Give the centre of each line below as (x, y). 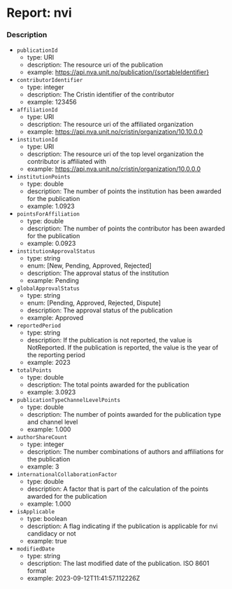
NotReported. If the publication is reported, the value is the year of (123, 347)
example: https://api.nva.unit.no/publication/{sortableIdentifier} (118, 72)
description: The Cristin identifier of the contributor (101, 95)
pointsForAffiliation (48, 214)
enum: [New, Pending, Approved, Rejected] (89, 266)
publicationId (37, 50)
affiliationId (37, 110)
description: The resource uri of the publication (95, 65)
